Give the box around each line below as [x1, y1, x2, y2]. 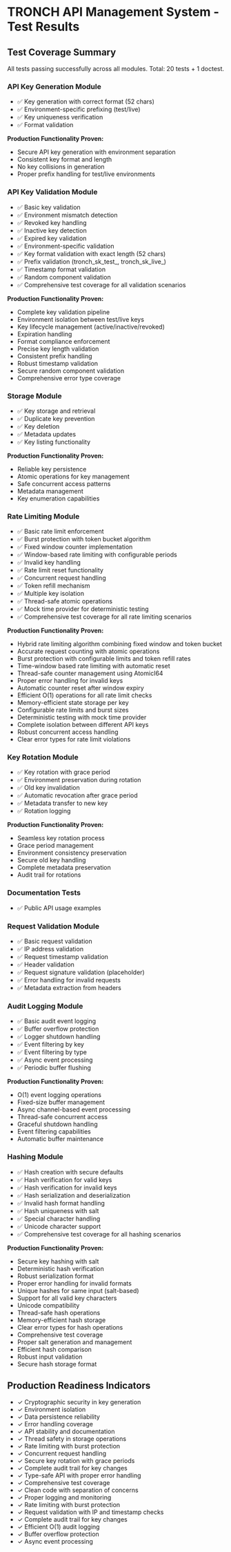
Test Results [7, 19, 80, 35]
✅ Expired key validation [17, 234, 87, 242]
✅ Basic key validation [17, 203, 81, 211]
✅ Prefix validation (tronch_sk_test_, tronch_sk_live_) [17, 257, 167, 266]
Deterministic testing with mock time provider [17, 713, 147, 721]
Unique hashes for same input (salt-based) [17, 1286, 139, 1294]
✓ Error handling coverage [17, 1420, 93, 1428]
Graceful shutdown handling [17, 1120, 98, 1129]
